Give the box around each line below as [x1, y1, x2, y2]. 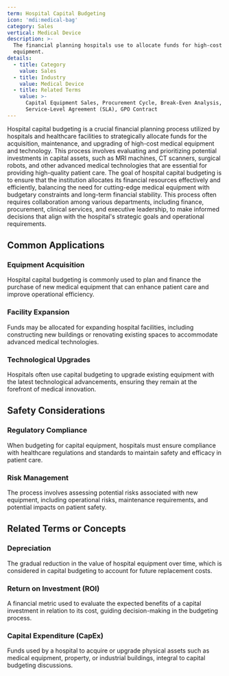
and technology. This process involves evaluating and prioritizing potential [7, 146, 217, 155]
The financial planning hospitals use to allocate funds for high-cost [13, 42, 223, 49]
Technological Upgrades [7, 354, 91, 364]
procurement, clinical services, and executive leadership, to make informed [7, 205, 220, 213]
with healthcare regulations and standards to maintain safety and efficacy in [7, 448, 221, 457]
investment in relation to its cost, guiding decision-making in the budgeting [7, 607, 218, 615]
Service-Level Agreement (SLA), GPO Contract [25, 106, 158, 113]
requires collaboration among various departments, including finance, [7, 197, 204, 206]
